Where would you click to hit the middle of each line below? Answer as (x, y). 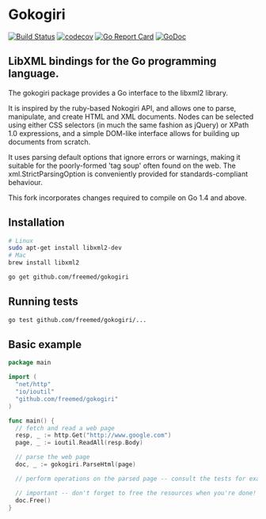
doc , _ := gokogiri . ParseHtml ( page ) (76, 464)
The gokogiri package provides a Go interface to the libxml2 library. (118, 93)
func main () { (32, 421)
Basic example (45, 345)
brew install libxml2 (44, 263)
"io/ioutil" (35, 392)
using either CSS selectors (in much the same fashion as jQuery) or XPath (129, 125)
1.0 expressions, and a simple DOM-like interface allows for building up (124, 133)
